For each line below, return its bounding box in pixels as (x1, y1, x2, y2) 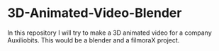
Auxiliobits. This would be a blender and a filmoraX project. (7, 35, 180, 44)
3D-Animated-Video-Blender (7, 5, 182, 21)
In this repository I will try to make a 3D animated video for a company (7, 28, 213, 37)
